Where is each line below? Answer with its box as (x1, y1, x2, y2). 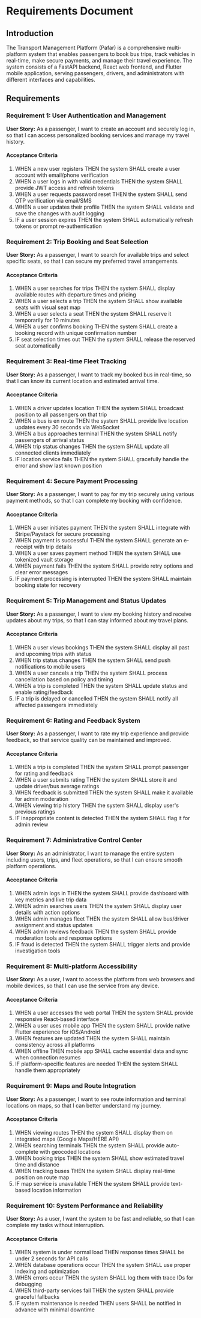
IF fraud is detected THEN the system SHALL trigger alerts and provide (14, 940, 191, 948)
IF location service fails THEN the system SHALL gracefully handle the (14, 455, 189, 462)
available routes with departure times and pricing (14, 291, 136, 298)
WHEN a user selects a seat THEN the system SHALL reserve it (14, 310, 172, 317)
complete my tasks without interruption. (6, 1222, 105, 1229)
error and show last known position (14, 462, 103, 469)
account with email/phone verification (14, 171, 109, 179)
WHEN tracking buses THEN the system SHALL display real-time (14, 1167, 175, 1174)
